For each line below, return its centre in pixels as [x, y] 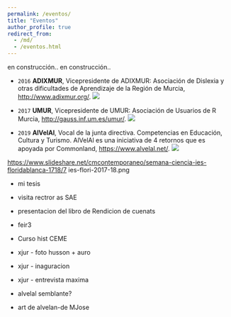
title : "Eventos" [33, 21]
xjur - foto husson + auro [54, 252]
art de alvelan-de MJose [53, 307]
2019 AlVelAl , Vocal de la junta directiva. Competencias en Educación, [120, 133]
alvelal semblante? [45, 294]
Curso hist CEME [42, 239]
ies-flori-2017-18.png [99, 170]
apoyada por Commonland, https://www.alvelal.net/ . [94, 149]
